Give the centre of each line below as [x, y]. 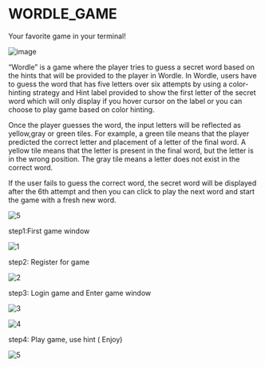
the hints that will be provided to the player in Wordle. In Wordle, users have [132, 75]
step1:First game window [49, 231]
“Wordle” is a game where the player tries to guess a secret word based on [132, 67]
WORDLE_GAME [63, 14]
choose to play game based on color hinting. [81, 110]
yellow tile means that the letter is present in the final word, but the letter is [131, 150]
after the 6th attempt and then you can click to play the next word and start [132, 191]
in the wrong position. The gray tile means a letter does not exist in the [124, 159]
